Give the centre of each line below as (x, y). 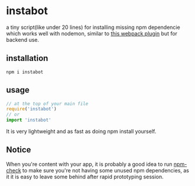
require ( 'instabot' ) (32, 109)
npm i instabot (25, 72)
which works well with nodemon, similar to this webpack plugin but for (92, 33)
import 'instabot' (29, 120)
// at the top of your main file (47, 104)
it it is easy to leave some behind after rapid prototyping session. (85, 177)
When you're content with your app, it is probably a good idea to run (89, 164)
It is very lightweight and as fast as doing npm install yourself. (81, 132)
